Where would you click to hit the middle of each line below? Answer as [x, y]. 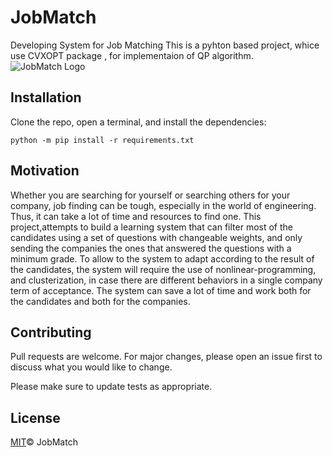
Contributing [51, 332]
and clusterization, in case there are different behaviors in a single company [166, 280]
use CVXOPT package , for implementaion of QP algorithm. [132, 55]
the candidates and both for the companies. [100, 301]
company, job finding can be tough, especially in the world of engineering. [163, 205]
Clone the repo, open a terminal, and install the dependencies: [138, 122]
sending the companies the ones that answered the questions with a [151, 248]
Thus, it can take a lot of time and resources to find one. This [136, 216]
